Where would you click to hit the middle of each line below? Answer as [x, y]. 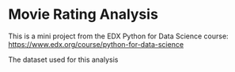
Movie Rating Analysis [83, 14]
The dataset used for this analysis [63, 59]
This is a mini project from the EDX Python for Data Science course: [118, 36]
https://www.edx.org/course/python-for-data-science [96, 44]
